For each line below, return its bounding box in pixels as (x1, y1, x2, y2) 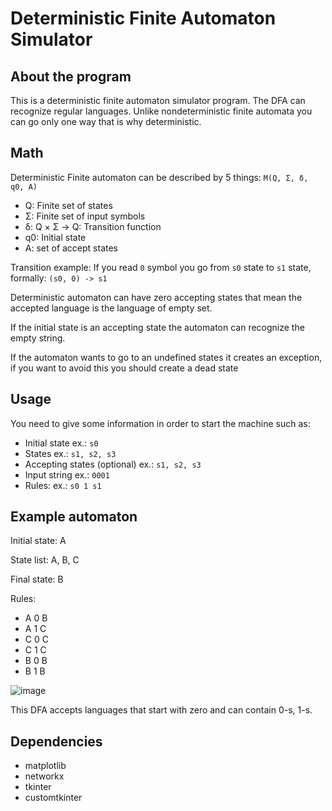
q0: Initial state (24, 231, 87, 243)
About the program (10, 68, 132, 85)
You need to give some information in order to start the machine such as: (10, 417, 311, 429)
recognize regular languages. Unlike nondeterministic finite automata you (10, 105, 313, 117)
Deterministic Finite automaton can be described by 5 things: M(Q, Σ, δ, (10, 171, 309, 183)
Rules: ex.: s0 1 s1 (24, 479, 102, 491)
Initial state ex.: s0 (24, 437, 99, 449)
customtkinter (24, 792, 83, 804)
